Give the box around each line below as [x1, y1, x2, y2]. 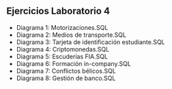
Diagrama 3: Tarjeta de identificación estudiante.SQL [16, 37, 165, 46]
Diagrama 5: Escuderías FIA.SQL [16, 52, 109, 60]
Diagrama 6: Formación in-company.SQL [16, 59, 131, 67]
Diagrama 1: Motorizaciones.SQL [16, 23, 109, 31]
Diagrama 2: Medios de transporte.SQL [16, 31, 127, 39]
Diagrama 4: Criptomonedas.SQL [16, 45, 110, 53]
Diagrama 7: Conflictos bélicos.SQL [16, 67, 117, 75]
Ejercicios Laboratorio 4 [6, 5, 111, 17]
